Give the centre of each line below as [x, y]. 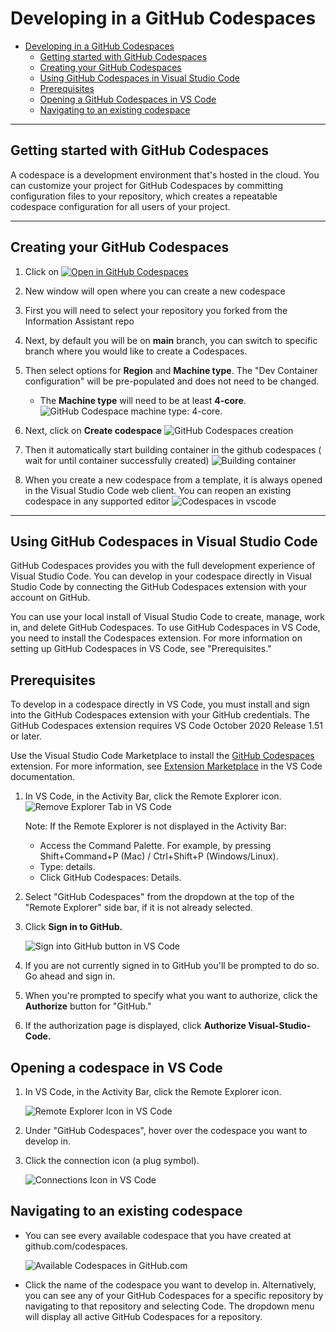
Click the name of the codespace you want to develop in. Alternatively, [170, 1284]
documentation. [43, 777]
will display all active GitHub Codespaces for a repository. [143, 1316]
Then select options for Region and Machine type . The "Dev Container [171, 370]
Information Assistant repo [79, 321]
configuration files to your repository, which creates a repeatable [144, 196]
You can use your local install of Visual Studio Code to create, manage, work [168, 617]
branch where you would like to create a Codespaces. [136, 351]
